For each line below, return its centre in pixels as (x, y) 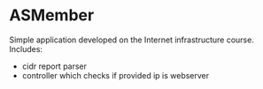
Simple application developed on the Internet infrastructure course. (131, 40)
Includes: (26, 48)
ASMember (52, 15)
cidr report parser (54, 66)
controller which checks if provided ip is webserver (116, 75)
